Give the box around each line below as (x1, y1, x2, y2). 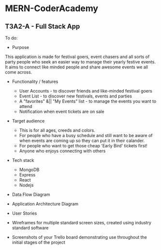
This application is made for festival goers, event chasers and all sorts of (5, 54, 150, 60)
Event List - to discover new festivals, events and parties (19, 93, 132, 99)
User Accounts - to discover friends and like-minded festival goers (19, 88, 152, 94)
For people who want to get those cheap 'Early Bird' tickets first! (19, 143, 147, 148)
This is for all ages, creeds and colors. (19, 127, 96, 133)
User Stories (12, 210, 37, 216)
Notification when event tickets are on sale (19, 109, 104, 114)
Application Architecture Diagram (12, 201, 79, 206)
